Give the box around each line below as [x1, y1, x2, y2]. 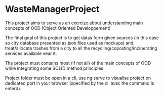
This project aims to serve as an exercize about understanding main [5, 20, 143, 26]
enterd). [5, 85, 21, 91]
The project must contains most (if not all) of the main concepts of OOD [5, 60, 151, 66]
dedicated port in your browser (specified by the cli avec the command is [5, 80, 155, 86]
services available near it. [5, 50, 57, 56]
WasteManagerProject [5, 3, 100, 15]
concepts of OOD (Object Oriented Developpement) [5, 25, 111, 31]
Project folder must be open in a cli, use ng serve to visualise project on [5, 75, 151, 81]
